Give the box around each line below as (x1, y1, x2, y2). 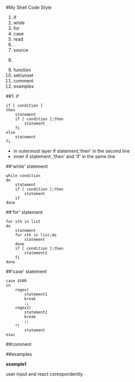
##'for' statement (6, 209, 43, 215)
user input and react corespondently (6, 371, 83, 377)
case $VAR (6, 278, 27, 284)
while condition (6, 173, 41, 178)
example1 (6, 361, 27, 367)
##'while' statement (6, 164, 48, 169)
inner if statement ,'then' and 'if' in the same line (13, 153, 115, 159)
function (13, 67, 31, 73)
